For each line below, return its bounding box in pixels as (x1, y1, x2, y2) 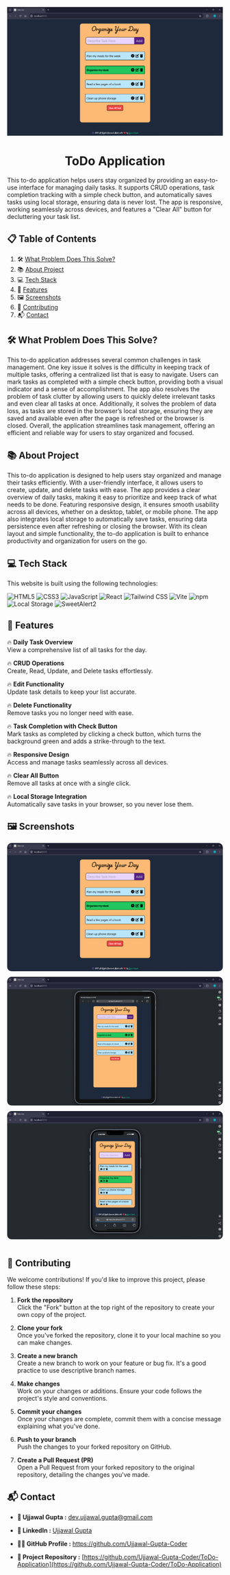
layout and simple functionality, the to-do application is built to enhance (7, 530, 209, 538)
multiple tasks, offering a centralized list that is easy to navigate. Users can (7, 371, 219, 379)
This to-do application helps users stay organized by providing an (7, 176, 192, 184)
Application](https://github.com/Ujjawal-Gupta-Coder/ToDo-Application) (16, 1560, 222, 1568)
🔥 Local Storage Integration (7, 792, 87, 800)
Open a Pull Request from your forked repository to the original (16, 1463, 195, 1471)
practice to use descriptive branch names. (16, 1366, 137, 1375)
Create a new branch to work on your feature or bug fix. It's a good (16, 1359, 207, 1368)
